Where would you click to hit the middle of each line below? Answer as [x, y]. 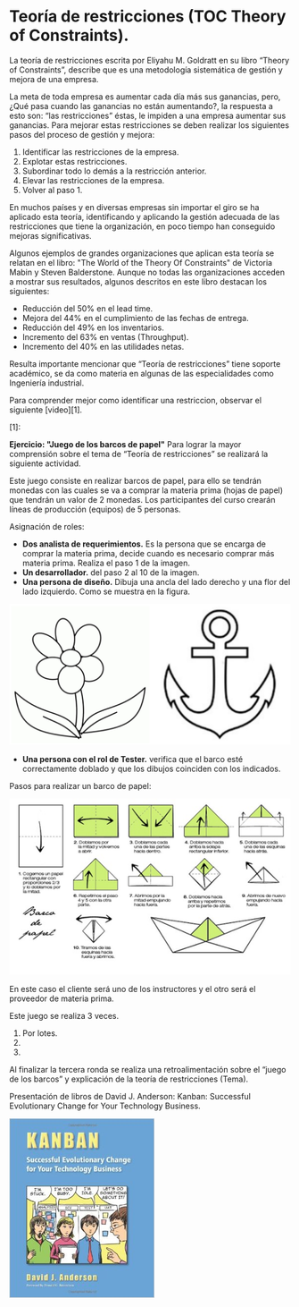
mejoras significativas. [50, 235]
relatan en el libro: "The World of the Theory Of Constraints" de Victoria [141, 262]
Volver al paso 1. [52, 190]
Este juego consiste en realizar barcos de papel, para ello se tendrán [135, 480]
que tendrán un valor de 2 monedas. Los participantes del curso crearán [142, 499]
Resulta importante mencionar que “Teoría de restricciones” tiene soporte [145, 363]
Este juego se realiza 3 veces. [64, 1015]
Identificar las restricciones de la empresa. [100, 152]
